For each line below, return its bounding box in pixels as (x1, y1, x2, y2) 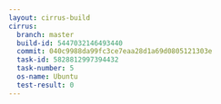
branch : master (16, 30, 75, 39)
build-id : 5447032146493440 (16, 38, 124, 48)
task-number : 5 (16, 64, 75, 73)
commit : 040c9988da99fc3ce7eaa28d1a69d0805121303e (16, 47, 213, 56)
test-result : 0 (16, 80, 75, 90)
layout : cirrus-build (8, 13, 91, 23)
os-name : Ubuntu (16, 72, 78, 81)
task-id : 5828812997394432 (16, 55, 119, 64)
